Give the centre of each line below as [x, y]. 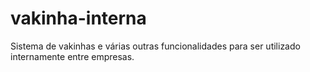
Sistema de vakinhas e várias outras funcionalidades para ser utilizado [155, 46]
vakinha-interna [78, 18]
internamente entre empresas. [72, 56]
